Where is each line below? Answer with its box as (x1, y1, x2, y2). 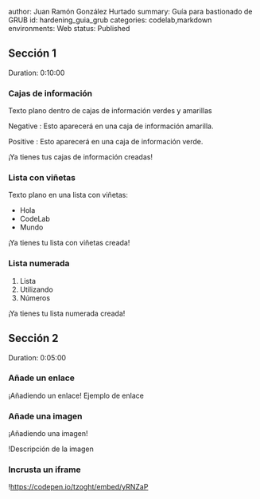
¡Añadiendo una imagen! (8, 429, 89, 438)
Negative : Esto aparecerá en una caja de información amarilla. (8, 121, 214, 131)
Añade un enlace (8, 372, 76, 383)
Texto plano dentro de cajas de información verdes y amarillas (8, 106, 212, 116)
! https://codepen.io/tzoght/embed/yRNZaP (8, 482, 149, 492)
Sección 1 (8, 47, 57, 61)
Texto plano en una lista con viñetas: (8, 191, 129, 200)
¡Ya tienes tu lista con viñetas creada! (8, 238, 130, 248)
